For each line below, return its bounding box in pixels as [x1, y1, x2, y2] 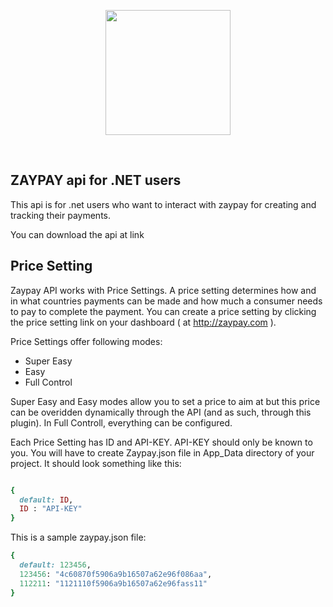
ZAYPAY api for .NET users [10, 172, 182, 189]
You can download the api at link [10, 228, 145, 240]
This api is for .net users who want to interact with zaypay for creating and [10, 198, 317, 210]
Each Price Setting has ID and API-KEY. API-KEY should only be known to [10, 436, 313, 448]
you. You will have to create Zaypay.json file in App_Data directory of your [10, 446, 315, 459]
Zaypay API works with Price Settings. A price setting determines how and [10, 284, 317, 296]
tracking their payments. [10, 209, 111, 221]
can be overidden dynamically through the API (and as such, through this [10, 406, 312, 418]
